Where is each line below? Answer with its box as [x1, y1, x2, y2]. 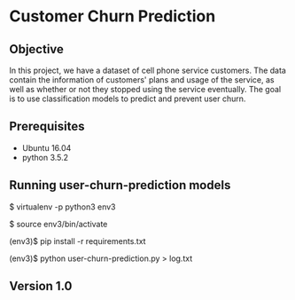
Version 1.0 [9, 279, 73, 294]
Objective [9, 42, 65, 57]
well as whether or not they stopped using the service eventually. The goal [9, 84, 282, 94]
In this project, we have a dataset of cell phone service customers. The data [9, 65, 286, 75]
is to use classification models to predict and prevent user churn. [9, 93, 246, 104]
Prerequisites [9, 119, 85, 134]
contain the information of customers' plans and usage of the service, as [9, 75, 275, 85]
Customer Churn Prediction [9, 6, 216, 27]
